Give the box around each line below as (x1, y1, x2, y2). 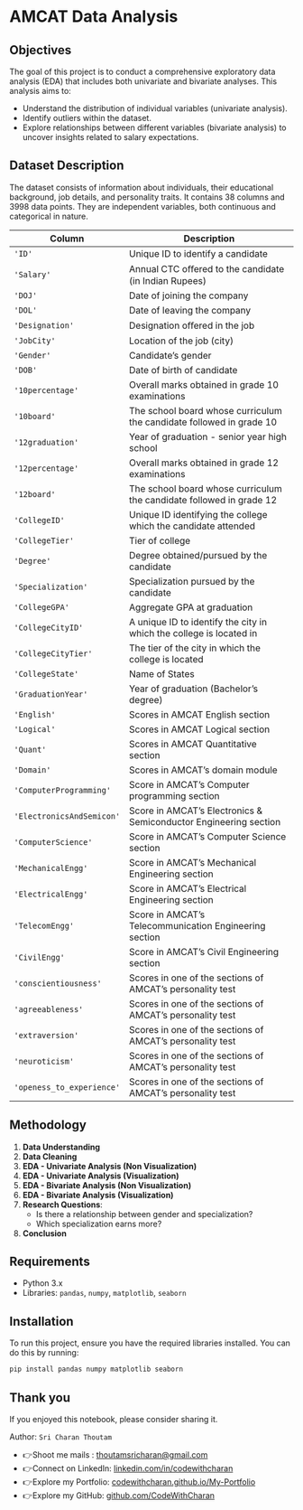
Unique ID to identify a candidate (129, 247, 269, 259)
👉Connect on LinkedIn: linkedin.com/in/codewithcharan (22, 1462, 234, 1474)
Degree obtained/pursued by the (129, 549, 268, 561)
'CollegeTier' (14, 535, 75, 546)
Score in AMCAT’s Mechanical (129, 856, 257, 868)
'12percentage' (14, 463, 79, 474)
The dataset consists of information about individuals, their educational (9, 182, 274, 192)
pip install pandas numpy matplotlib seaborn (9, 1365, 183, 1374)
